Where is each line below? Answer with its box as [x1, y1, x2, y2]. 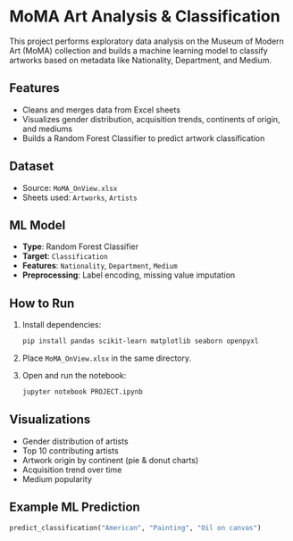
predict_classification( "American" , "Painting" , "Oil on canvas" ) [9, 523, 262, 532]
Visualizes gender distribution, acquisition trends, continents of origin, [21, 113, 280, 124]
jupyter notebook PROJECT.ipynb [21, 387, 143, 396]
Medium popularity [21, 473, 92, 484]
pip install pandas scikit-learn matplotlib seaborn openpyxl [21, 337, 259, 345]
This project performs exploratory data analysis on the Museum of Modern [9, 36, 284, 46]
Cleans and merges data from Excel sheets [21, 104, 181, 115]
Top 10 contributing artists [21, 445, 119, 456]
